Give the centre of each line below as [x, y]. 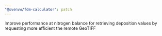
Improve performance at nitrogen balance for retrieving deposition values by [81, 23]
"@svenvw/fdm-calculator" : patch [38, 9]
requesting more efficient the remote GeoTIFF [50, 28]
